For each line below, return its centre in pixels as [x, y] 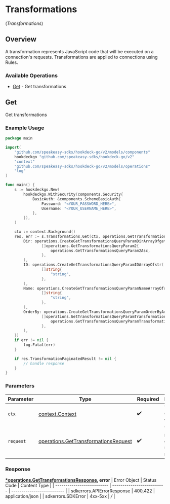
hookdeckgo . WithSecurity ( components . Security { [73, 194]
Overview [21, 39]
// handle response [44, 364]
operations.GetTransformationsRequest [85, 441]
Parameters [20, 386]
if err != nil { [32, 340]
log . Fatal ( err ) [39, 345]
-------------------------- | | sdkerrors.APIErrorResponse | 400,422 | [83, 491]
